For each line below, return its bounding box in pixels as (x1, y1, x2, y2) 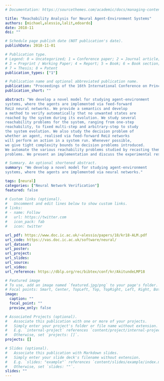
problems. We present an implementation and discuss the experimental (5, 152, 152, 157)
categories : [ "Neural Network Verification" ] (5, 183, 99, 188)
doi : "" (5, 30, 21, 35)
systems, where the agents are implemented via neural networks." (5, 170, 143, 175)
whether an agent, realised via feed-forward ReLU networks (5, 133, 130, 138)
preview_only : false (9, 305, 51, 310)
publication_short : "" (5, 88, 51, 93)
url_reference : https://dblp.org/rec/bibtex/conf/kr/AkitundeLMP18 (5, 269, 145, 274)
